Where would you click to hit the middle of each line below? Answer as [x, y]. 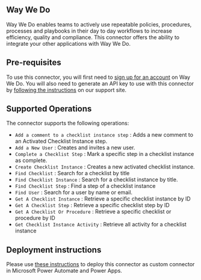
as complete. [31, 160]
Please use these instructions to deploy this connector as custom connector [100, 264]
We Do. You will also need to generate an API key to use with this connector [100, 83]
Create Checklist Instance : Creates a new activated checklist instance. [105, 167]
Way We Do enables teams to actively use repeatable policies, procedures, [99, 24]
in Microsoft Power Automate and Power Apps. [64, 271]
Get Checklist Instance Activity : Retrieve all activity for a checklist [100, 225]
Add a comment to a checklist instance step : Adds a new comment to [104, 135]
